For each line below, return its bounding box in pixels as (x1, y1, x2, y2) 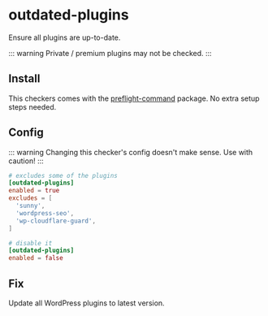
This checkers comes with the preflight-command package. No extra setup (8, 93, 260, 103)
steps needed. (8, 102, 57, 111)
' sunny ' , (15, 201, 45, 210)
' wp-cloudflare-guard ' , (15, 217, 96, 225)
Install (8, 71, 41, 86)
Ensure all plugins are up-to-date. (8, 32, 121, 42)
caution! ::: (8, 156, 44, 166)
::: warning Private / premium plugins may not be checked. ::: (8, 48, 213, 58)
